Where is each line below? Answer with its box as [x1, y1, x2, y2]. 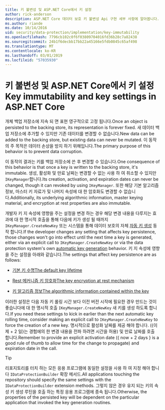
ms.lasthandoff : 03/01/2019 [5, 53, 63, 58]
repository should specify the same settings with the [5, 377, 111, 383]
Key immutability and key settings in [5, 91, 157, 102]
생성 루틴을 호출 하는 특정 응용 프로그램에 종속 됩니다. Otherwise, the [15, 389, 147, 395]
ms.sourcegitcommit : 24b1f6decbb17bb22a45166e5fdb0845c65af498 [5, 39, 137, 44]
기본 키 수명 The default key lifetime [12, 267, 82, 273]
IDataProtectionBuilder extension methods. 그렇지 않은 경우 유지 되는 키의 [5, 382, 154, 389]
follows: [5, 257, 21, 263]
